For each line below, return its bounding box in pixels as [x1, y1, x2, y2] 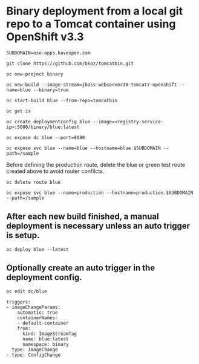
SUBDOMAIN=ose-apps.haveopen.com [6, 50, 91, 56]
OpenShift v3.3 [6, 30, 84, 44]
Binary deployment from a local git [6, 4, 183, 18]
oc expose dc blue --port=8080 [6, 134, 85, 140]
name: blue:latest [22, 336, 69, 342]
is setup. [6, 230, 40, 241]
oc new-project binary [6, 71, 64, 77]
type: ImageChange [11, 346, 59, 353]
